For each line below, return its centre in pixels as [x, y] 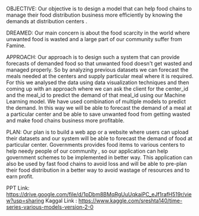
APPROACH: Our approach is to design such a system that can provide [93, 57]
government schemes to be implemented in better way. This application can [99, 157]
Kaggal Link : [61, 200]
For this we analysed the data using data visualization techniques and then [98, 82]
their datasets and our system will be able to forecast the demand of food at [99, 138]
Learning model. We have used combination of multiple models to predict [96, 101]
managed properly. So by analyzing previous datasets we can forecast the [97, 70]
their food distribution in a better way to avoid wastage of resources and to [98, 170]
